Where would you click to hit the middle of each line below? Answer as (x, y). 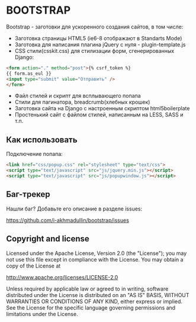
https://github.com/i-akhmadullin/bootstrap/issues (68, 220)
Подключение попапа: (35, 154)
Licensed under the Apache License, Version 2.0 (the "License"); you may (97, 253)
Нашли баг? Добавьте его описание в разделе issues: (74, 209)
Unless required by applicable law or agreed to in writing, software (87, 289)
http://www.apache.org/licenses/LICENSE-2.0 (62, 277)
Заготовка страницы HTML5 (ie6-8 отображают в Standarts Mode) (98, 38)
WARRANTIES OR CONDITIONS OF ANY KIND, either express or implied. (94, 301)
